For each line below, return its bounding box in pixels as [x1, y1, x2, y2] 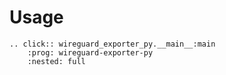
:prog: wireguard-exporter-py [27, 47, 154, 58]
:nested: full [27, 56, 86, 66]
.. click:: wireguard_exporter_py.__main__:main [9, 39, 216, 49]
